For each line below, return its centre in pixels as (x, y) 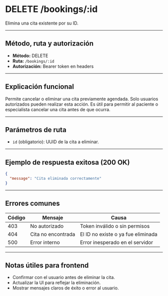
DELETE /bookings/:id (51, 9)
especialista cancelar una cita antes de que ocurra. (58, 109)
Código (16, 217)
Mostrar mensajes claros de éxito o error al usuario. (65, 288)
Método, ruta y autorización (49, 44)
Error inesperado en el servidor (116, 242)
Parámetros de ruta (36, 129)
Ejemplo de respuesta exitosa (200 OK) (67, 162)
